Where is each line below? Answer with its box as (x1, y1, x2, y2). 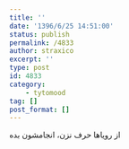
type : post (9, 64, 50, 73)
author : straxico (9, 47, 74, 56)
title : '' (9, 13, 47, 22)
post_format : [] (9, 105, 70, 114)
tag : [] (9, 96, 39, 106)
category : (9, 80, 47, 89)
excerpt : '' (9, 55, 54, 64)
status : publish (9, 30, 70, 39)
